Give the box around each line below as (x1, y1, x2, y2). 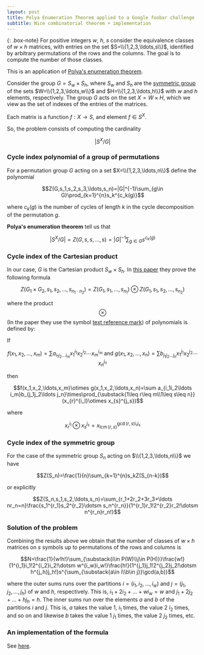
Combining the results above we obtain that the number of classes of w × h (7, 537, 195, 545)
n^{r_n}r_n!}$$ (84, 508, 121, 516)
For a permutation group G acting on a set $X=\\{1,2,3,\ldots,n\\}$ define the (7, 166, 197, 174)
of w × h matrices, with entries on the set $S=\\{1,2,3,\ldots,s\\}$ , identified (7, 43, 194, 50)
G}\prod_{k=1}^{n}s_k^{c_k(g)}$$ (61, 191, 144, 199)
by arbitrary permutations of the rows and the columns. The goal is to (7, 50, 181, 57)
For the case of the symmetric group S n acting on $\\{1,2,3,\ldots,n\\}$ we (7, 452, 191, 461)
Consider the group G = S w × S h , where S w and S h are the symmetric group (7, 80, 196, 89)
